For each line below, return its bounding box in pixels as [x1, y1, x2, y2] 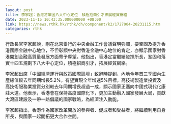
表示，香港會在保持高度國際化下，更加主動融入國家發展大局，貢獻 [27, 90, 166, 96]
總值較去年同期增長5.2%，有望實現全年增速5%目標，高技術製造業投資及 [9, 77, 162, 83]
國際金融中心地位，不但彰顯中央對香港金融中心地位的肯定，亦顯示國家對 [9, 47, 161, 53]
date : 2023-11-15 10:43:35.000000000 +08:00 [5, 17, 101, 22]
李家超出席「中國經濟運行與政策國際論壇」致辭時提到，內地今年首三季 [5, 71, 153, 77]
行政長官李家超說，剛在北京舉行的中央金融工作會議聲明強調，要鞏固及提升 [5, 41, 161, 47]
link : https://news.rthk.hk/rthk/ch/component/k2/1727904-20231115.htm [5, 21, 160, 27]
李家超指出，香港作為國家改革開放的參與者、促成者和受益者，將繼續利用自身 [5, 107, 166, 113]
